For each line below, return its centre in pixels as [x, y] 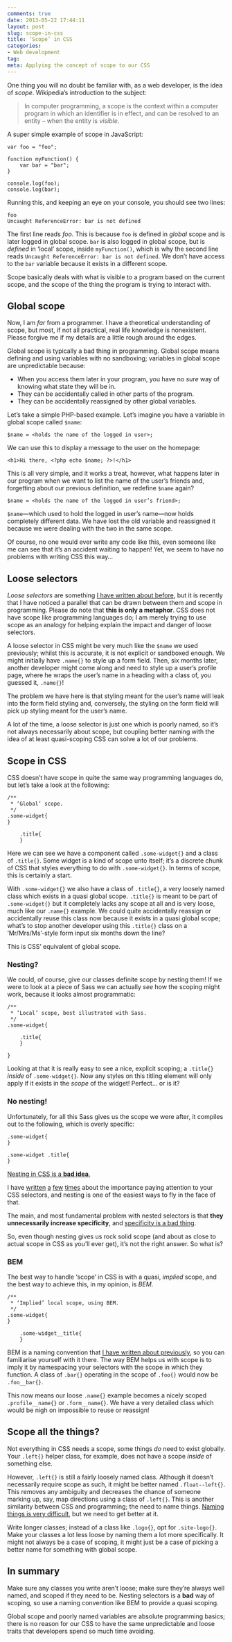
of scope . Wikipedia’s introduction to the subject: [77, 92]
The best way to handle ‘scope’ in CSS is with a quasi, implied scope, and [112, 1277]
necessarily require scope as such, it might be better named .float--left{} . [116, 1484]
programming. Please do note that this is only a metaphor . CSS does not [111, 610]
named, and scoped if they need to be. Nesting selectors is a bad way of [111, 1595]
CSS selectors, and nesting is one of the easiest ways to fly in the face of [111, 1195]
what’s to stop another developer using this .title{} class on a [97, 926]
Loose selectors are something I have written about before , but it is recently [115, 595]
